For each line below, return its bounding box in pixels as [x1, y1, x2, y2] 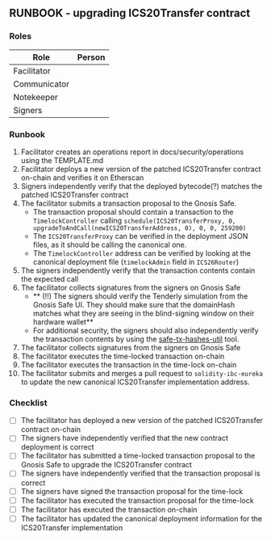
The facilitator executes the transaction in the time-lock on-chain [20, 359, 237, 370]
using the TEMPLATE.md [20, 155, 104, 165]
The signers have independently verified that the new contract [20, 433, 228, 443]
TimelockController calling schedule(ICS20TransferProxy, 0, [32, 216, 236, 225]
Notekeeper [13, 91, 59, 103]
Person [77, 52, 106, 63]
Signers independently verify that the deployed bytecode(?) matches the [20, 181, 263, 190]
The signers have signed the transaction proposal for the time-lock [20, 486, 244, 496]
